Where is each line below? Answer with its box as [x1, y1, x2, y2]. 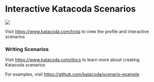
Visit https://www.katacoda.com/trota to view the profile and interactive [5, 28, 149, 34]
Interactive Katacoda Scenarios [5, 3, 136, 15]
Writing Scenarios [5, 46, 49, 52]
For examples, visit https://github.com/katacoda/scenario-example [5, 71, 139, 77]
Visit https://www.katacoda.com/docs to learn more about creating [5, 57, 140, 63]
